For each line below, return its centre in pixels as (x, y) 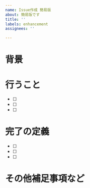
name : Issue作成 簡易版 (28, 10)
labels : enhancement (27, 24)
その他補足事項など (45, 179)
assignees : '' (20, 29)
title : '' (16, 19)
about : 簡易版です (23, 15)
